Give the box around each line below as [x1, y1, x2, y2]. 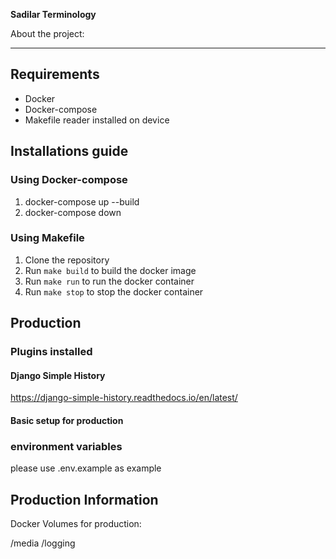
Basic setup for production [10, 414, 124, 426]
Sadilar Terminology [10, 9, 97, 20]
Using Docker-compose [10, 173, 128, 187]
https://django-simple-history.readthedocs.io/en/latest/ [10, 392, 238, 404]
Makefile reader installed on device [24, 114, 170, 126]
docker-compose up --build [24, 195, 140, 208]
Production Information [10, 491, 159, 508]
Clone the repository [24, 254, 110, 266]
